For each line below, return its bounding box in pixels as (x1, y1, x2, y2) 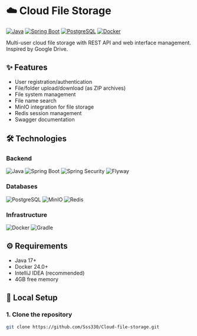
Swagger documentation (14, 116, 75, 123)
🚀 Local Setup (6, 293, 58, 303)
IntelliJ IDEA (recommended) (14, 269, 85, 276)
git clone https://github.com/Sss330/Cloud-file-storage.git (6, 324, 160, 330)
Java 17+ (14, 257, 37, 264)
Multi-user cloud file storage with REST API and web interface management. (6, 39, 192, 46)
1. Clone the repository (6, 311, 73, 319)
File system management (14, 90, 76, 97)
